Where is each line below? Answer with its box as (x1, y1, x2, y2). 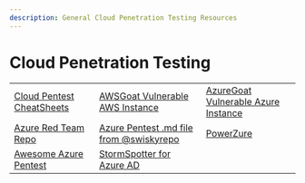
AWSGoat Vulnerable (98, 90, 189, 102)
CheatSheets (14, 101, 70, 113)
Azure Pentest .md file (98, 121, 193, 134)
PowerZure (205, 127, 252, 140)
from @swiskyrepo (98, 132, 180, 145)
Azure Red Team (14, 121, 84, 134)
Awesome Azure (14, 147, 84, 159)
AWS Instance (98, 101, 159, 113)
